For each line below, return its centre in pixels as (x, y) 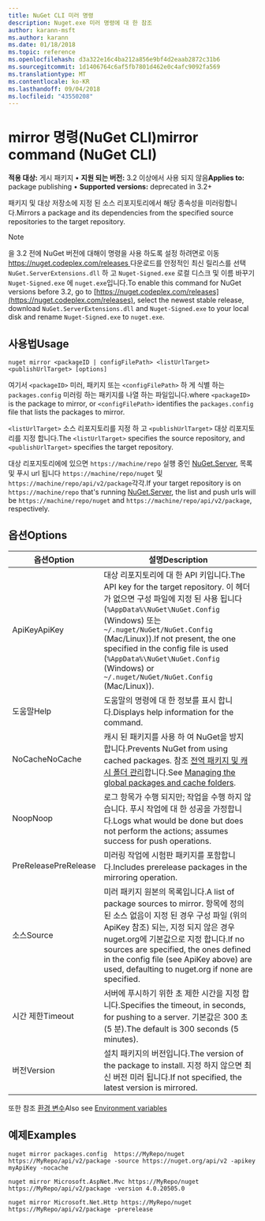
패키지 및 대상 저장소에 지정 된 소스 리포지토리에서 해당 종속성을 (106, 203)
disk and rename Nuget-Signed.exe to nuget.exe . (87, 317)
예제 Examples (43, 1135)
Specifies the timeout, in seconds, (183, 1005)
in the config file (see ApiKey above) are (178, 959)
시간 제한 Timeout (43, 1016)
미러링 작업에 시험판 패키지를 (154, 855)
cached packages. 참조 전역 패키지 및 (171, 760)
